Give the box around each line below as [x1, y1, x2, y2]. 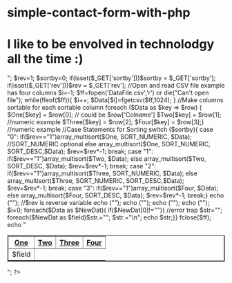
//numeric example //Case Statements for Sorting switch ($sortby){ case [7, 126, 214, 134]
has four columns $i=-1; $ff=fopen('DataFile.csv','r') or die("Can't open [7, 88, 209, 97]
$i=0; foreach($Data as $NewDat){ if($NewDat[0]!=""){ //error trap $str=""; [7, 206, 223, 215]
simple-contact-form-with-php [7, 5, 191, 21]
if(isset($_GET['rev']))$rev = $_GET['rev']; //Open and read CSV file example [7, 81, 225, 90]
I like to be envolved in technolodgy [7, 37, 215, 52]
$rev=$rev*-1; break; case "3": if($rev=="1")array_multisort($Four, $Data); [7, 184, 219, 193]
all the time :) [7, 51, 84, 67]
